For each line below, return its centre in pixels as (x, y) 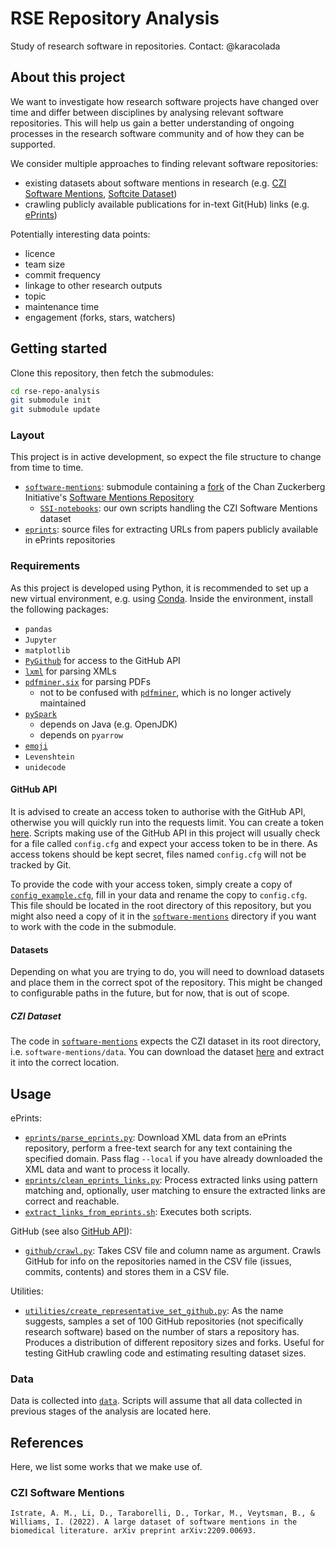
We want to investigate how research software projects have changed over (164, 101)
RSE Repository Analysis (115, 18)
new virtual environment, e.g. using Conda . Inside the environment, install (161, 598)
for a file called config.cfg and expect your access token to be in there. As (164, 843)
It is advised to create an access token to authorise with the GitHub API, (158, 811)
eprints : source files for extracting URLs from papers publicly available (171, 529)
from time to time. (47, 468)
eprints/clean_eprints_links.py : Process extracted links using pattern (171, 1179)
